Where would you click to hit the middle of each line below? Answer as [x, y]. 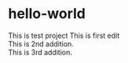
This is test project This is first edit [64, 35]
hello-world [47, 14]
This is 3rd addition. [40, 52]
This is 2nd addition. [41, 43]
